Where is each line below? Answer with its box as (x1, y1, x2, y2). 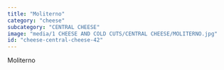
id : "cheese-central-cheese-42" (7, 37, 103, 44)
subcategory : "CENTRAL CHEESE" (7, 23, 100, 30)
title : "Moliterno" (7, 10, 65, 18)
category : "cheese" (7, 17, 65, 24)
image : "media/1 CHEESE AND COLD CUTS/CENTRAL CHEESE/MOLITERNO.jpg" (7, 30, 218, 37)
